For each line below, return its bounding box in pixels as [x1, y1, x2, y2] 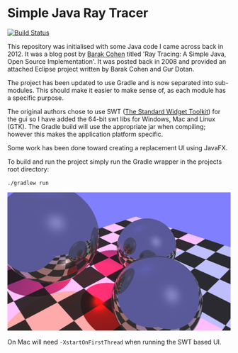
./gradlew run [7, 179, 50, 186]
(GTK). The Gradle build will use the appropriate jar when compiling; [7, 122, 206, 130]
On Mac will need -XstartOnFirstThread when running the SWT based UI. [7, 338, 222, 347]
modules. [7, 86, 35, 94]
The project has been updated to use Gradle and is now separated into [7, 78, 214, 86]
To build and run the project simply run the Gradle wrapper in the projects [7, 157, 222, 166]
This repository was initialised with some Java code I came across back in [7, 42, 224, 50]
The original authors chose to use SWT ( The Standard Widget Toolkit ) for [7, 107, 221, 116]
